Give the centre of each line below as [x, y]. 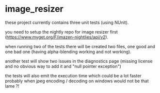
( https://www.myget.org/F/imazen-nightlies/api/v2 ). [57, 37]
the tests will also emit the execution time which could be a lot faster [73, 75]
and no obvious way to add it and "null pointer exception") [63, 66]
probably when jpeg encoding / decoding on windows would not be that [77, 81]
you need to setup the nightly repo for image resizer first [61, 32]
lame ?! [12, 86]
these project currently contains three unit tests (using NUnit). [67, 22]
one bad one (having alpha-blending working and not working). [68, 52]
